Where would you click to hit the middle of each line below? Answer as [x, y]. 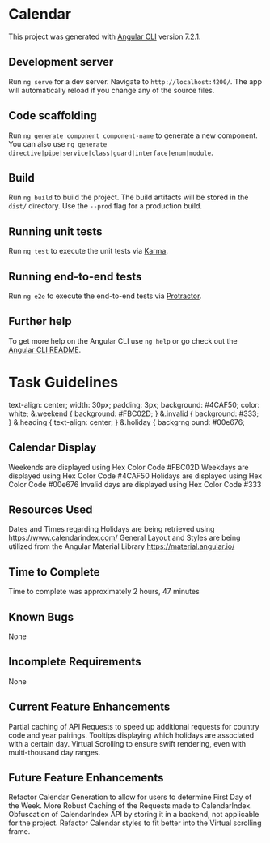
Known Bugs [41, 617]
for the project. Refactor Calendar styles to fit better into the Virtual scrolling [135, 823]
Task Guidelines [63, 383]
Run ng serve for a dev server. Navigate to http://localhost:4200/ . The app [135, 81]
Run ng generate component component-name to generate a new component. [133, 135]
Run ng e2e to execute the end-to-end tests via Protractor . [105, 296]
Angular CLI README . [45, 349]
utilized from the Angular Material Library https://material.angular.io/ [122, 546]
